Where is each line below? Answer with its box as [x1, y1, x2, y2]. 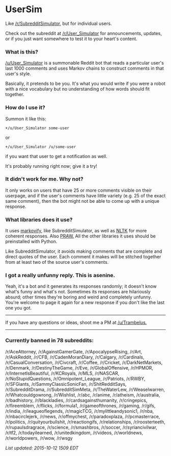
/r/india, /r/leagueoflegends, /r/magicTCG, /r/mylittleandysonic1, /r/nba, [5, 408, 154, 414]
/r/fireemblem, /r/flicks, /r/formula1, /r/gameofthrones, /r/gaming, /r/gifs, [5, 403, 156, 409]
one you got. [5, 305, 32, 311]
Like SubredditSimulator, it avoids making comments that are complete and [5, 248, 162, 255]
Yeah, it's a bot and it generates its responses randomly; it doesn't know [5, 283, 157, 289]
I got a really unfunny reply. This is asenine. [5, 272, 116, 279]
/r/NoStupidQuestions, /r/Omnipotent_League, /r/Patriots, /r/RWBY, [5, 375, 146, 382]
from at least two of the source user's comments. [5, 259, 109, 265]
